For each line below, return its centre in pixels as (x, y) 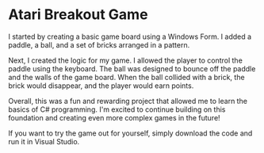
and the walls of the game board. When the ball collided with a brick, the (126, 77)
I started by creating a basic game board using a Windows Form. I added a (130, 36)
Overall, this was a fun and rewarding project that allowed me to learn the (128, 101)
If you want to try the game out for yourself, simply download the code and (130, 133)
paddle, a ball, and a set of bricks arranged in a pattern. (99, 44)
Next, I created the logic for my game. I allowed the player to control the (126, 60)
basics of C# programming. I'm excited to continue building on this (117, 109)
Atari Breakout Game (78, 15)
